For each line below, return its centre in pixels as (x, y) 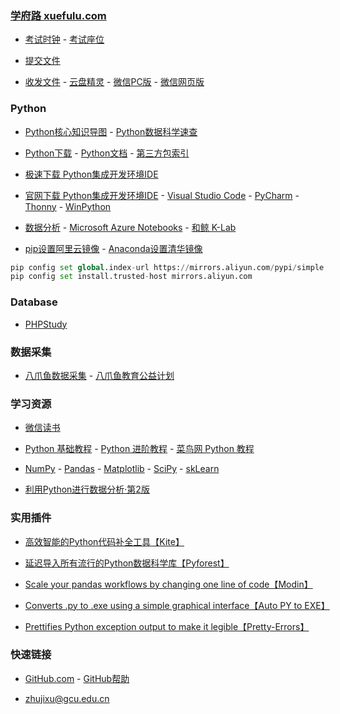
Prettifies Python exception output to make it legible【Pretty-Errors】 (167, 626)
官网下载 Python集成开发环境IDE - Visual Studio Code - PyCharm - (162, 195)
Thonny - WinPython (68, 206)
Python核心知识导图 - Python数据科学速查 (111, 131)
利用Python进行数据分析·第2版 (87, 489)
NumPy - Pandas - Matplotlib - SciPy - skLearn (122, 469)
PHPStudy (46, 324)
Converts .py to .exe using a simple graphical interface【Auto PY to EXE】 (177, 605)
